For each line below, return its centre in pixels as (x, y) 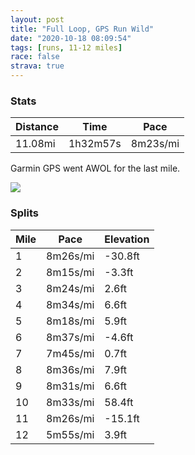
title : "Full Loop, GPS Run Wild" (82, 29)
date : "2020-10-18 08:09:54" (71, 38)
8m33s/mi (70, 402)
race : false (35, 57)
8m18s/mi (70, 321)
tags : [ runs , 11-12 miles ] (66, 47)
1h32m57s (95, 144)
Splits (24, 213)
